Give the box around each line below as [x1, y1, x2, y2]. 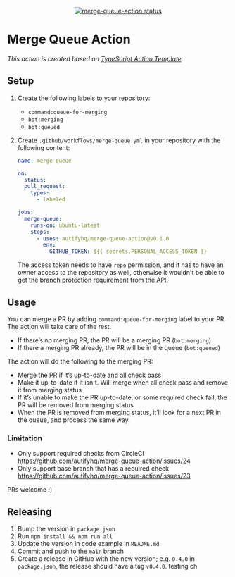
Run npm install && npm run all [17, 532, 113, 540]
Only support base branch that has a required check [17, 464, 170, 473]
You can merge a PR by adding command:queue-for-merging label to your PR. [7, 314, 227, 323]
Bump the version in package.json [17, 525, 115, 533]
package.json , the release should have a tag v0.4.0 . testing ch [17, 562, 198, 571]
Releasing [7, 506, 52, 518]
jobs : [17, 209, 34, 216]
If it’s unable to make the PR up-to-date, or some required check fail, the [17, 393, 227, 402]
